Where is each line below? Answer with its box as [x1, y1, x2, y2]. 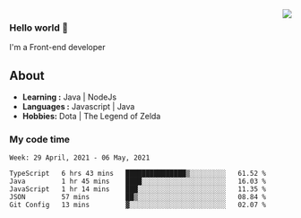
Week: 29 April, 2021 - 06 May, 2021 [9, 153, 150, 162]
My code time [9, 134, 70, 146]
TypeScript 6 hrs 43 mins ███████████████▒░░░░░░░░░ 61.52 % [9, 170, 267, 179]
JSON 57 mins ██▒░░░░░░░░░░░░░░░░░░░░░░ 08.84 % [9, 193, 267, 202]
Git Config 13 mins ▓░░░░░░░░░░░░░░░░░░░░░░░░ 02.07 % [9, 201, 267, 210]
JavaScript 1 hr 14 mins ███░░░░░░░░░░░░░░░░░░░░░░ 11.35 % [9, 185, 267, 194]
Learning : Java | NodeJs [21, 92, 117, 102]
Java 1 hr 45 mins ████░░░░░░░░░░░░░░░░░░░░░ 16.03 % [9, 177, 267, 187]
